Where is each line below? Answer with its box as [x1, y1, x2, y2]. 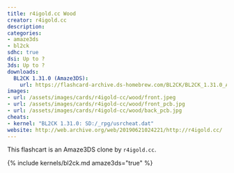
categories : [7, 29, 42, 37]
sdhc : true [7, 49, 39, 56]
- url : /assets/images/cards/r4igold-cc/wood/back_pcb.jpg [7, 107, 182, 114]
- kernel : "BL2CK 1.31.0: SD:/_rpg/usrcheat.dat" [7, 120, 155, 127]
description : [7, 23, 45, 30]
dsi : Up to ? [7, 56, 45, 63]
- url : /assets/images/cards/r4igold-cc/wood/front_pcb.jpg [7, 101, 186, 108]
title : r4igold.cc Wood [7, 10, 77, 17]
